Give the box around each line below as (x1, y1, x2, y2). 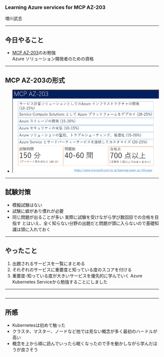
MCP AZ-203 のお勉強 (12, 50, 56, 56)
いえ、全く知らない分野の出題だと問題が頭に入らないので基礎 (30, 220, 155, 226)
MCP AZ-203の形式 (5, 76, 65, 84)
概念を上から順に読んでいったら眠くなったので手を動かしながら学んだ (12, 340, 154, 346)
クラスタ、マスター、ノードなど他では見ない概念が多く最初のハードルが (12, 328, 158, 334)
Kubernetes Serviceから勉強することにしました (12, 279, 108, 285)
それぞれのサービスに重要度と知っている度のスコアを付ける (12, 267, 132, 273)
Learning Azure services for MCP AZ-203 (5, 4, 106, 11)
